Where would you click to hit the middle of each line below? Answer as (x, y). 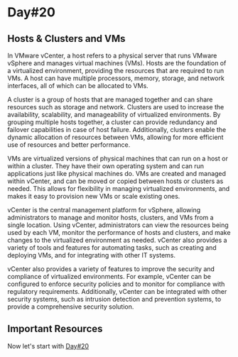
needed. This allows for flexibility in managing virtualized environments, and (119, 188)
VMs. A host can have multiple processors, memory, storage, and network (116, 78)
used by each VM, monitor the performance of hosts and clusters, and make (119, 232)
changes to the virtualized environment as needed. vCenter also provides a (117, 240)
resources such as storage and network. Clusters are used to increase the (116, 107)
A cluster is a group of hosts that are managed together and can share (110, 99)
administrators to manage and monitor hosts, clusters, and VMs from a (111, 218)
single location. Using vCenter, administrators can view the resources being (118, 225)
